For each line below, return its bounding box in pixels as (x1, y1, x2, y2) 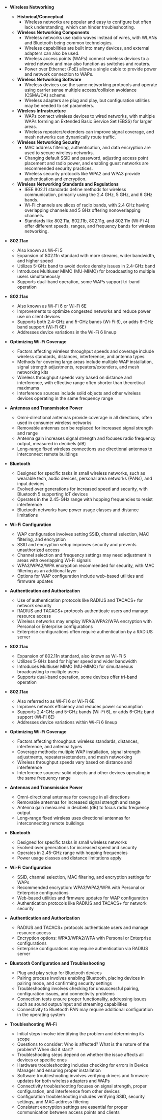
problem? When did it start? (17, 1047, 74, 1052)
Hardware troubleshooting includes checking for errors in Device (17, 1062, 149, 1068)
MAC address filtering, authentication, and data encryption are (24, 145, 151, 150)
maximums (17, 385, 39, 391)
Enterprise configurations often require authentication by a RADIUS (17, 629, 153, 634)
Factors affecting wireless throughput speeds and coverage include (17, 348, 154, 354)
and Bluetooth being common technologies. (24, 40, 113, 46)
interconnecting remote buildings (17, 820, 84, 826)
